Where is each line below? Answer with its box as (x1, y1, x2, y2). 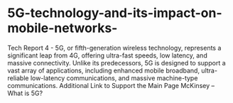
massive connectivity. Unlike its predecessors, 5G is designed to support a (7, 58, 226, 67)
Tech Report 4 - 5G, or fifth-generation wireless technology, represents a (7, 43, 222, 52)
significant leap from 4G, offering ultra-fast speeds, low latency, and (7, 51, 207, 60)
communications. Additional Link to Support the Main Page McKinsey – (7, 81, 215, 90)
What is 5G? (7, 89, 43, 97)
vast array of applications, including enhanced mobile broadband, (7, 66, 200, 75)
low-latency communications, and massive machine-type (30, 73, 198, 82)
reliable (7, 73, 29, 82)
